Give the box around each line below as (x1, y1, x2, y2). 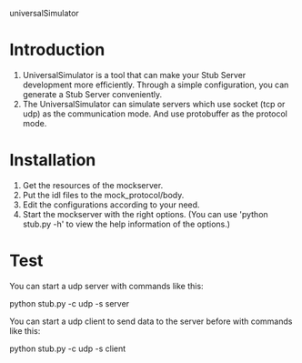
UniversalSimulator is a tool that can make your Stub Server (22, 69, 247, 80)
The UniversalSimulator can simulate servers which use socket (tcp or (22, 98, 286, 109)
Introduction (9, 40, 106, 60)
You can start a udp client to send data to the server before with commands (9, 316, 293, 327)
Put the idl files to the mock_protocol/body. (22, 189, 185, 200)
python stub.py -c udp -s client (9, 343, 126, 354)
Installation (9, 150, 96, 171)
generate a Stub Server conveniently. (22, 88, 163, 99)
